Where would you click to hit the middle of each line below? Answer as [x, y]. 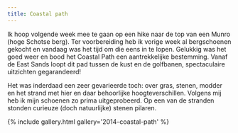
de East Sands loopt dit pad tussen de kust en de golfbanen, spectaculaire [116, 64]
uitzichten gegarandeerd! [44, 71]
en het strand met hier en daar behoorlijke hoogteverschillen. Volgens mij [114, 93]
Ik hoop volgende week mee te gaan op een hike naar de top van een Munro [119, 34]
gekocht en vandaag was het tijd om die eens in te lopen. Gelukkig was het [117, 49]
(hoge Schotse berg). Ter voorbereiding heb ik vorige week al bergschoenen [119, 41]
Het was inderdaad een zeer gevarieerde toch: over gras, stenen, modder [115, 85]
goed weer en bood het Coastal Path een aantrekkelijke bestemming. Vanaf [118, 57]
